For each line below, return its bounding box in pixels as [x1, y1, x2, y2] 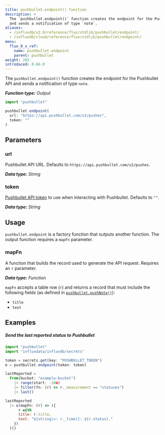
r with [18, 408, 32, 412]
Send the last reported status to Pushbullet [5, 332, 95, 338]
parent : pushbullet [14, 53, 54, 58]
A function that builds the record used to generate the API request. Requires [5, 260, 159, 266]
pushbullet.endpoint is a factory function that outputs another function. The [5, 231, 160, 237]
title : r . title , [18, 412, 52, 417]
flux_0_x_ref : [9, 44, 38, 49]
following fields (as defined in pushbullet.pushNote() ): [5, 289, 115, 295]
